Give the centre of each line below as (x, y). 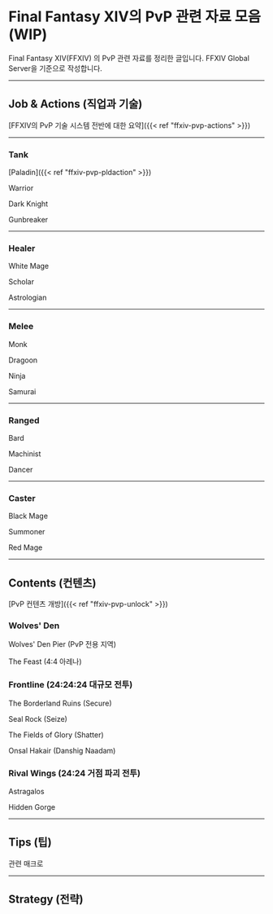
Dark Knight (28, 204)
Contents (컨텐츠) (52, 583)
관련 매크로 (26, 863)
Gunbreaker (28, 220)
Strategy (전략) (46, 900)
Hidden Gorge (32, 806)
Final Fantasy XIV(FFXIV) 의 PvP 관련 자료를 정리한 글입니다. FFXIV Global (129, 58)
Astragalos (26, 791)
